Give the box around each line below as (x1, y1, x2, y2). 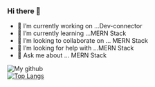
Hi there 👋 (7, 6, 42, 16)
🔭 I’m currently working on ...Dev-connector (17, 22, 143, 30)
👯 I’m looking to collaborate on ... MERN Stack (17, 37, 149, 45)
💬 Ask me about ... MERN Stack (17, 51, 107, 59)
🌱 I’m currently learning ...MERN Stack (17, 29, 127, 37)
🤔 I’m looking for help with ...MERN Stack (17, 44, 134, 52)
